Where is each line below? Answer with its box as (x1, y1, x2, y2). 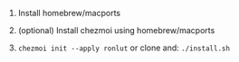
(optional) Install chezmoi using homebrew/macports (17, 25, 215, 35)
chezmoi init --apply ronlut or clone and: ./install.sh (17, 42, 231, 53)
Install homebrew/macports (17, 8, 120, 18)
